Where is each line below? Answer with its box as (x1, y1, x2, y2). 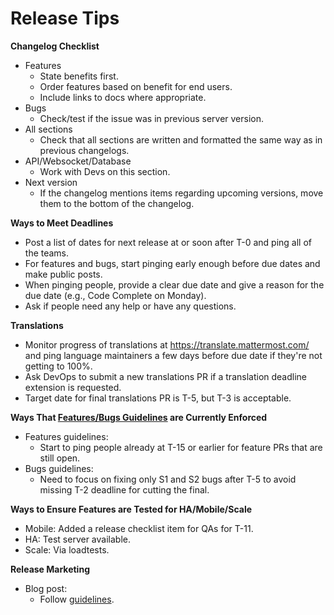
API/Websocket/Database (24, 155, 132, 167)
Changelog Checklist (10, 40, 100, 52)
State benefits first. (39, 70, 119, 82)
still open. (39, 452, 81, 464)
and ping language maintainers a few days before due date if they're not (24, 349, 323, 361)
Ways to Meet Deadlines (10, 217, 114, 229)
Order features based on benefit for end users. (39, 80, 233, 92)
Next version (24, 176, 78, 188)
